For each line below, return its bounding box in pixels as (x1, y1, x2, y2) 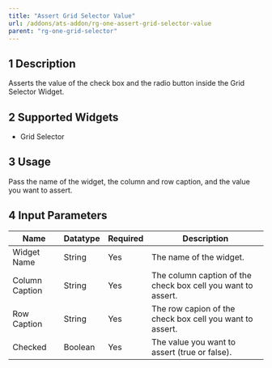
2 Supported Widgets (8, 110, 119, 124)
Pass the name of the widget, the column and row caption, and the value (8, 176, 251, 186)
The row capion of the (151, 302, 236, 314)
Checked (12, 341, 47, 353)
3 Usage (8, 155, 51, 169)
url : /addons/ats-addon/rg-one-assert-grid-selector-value (8, 19, 212, 27)
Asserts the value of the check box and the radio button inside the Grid (8, 78, 245, 88)
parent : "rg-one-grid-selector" (8, 27, 117, 35)
